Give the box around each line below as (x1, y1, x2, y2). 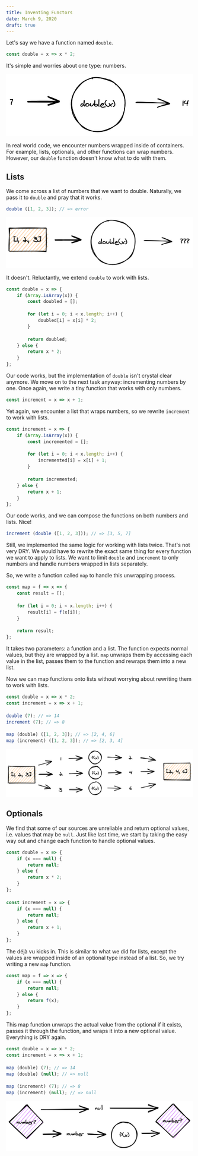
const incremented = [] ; (27, 438, 89, 445)
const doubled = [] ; (27, 299, 78, 305)
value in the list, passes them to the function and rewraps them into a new (6, 658, 187, 665)
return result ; (17, 628, 55, 634)
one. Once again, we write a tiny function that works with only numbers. (6, 385, 182, 392)
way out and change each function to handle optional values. (6, 837, 155, 844)
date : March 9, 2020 (6, 15, 58, 22)
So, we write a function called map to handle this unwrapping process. (6, 572, 176, 579)
